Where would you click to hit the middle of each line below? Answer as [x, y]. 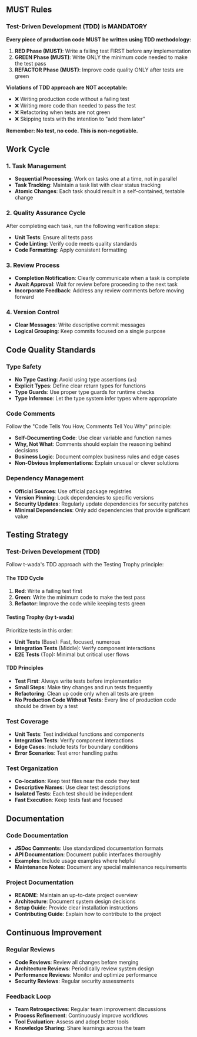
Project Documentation [40, 882]
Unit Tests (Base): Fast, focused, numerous [67, 642]
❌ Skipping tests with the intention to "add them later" [80, 119]
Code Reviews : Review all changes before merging [77, 963]
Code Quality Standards [51, 350]
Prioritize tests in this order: [39, 630]
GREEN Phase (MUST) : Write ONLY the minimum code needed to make [101, 57]
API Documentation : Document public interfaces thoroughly [88, 855]
